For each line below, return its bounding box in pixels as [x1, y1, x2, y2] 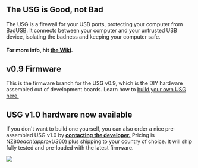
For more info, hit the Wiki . [6, 47, 73, 54]
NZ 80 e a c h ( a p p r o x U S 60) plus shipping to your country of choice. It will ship [6, 138, 192, 145]
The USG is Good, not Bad [6, 5, 103, 15]
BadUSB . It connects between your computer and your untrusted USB [6, 27, 177, 34]
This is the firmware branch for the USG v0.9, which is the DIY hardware [6, 80, 183, 87]
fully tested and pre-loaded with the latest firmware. [6, 144, 134, 151]
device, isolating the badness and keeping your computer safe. [6, 33, 161, 40]
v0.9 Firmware [6, 64, 61, 74]
